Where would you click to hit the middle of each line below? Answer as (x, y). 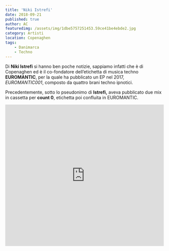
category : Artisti (24, 33)
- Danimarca (27, 47)
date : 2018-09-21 (23, 15)
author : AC (17, 24)
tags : (11, 43)
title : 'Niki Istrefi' (29, 10)
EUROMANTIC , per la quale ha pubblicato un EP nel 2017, (65, 77)
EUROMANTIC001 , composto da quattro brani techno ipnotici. (69, 82)
